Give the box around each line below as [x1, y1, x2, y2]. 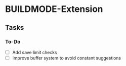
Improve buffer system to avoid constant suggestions [12, 55, 121, 61]
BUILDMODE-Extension [5, 3, 103, 15]
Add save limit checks [12, 49, 57, 55]
